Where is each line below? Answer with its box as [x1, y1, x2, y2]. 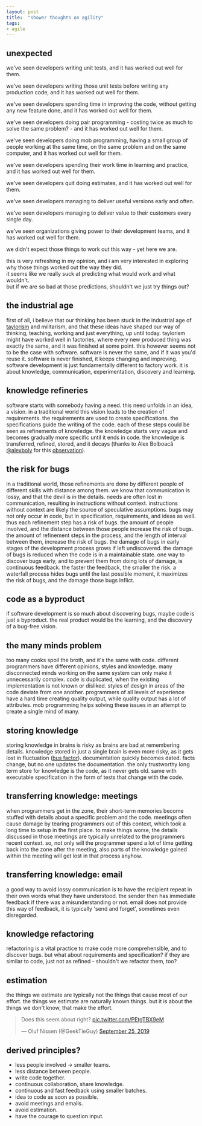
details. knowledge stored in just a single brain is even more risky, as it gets [6, 747, 194, 755]
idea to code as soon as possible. [14, 1093, 98, 1101]
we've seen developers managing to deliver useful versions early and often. [6, 198, 195, 205]
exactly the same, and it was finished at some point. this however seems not [6, 342, 196, 350]
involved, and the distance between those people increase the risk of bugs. [6, 525, 194, 532]
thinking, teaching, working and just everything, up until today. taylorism [6, 329, 186, 336]
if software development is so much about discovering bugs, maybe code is [6, 610, 195, 617]
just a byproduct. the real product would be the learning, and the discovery [6, 616, 192, 623]
